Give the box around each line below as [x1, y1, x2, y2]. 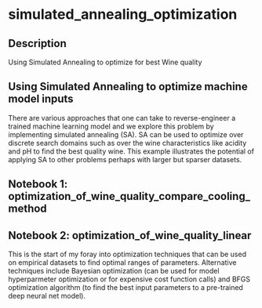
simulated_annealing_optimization [8, 5, 238, 24]
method [8, 202, 47, 216]
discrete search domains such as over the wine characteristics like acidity [8, 138, 247, 147]
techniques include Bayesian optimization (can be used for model [8, 266, 220, 276]
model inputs [8, 92, 74, 106]
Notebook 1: [8, 178, 68, 191]
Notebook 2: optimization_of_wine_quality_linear [8, 229, 252, 242]
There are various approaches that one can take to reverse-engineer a [8, 113, 236, 122]
